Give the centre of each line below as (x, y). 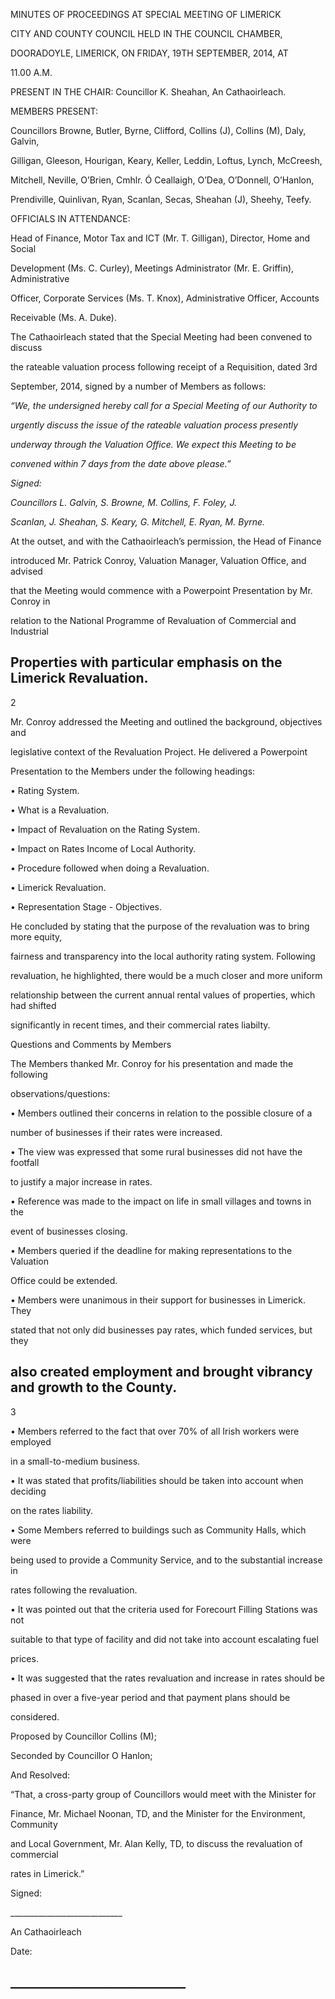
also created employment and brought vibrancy (161, 1372)
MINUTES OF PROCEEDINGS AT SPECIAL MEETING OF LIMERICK (146, 14)
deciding (28, 1491)
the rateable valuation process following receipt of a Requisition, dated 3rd (164, 367)
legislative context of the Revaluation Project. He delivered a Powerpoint (159, 751)
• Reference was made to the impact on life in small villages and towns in (161, 1201)
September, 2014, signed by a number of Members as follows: (138, 386)
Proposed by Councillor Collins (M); (83, 1736)
